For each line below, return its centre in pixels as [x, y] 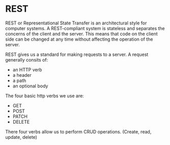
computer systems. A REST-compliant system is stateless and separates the [85, 28]
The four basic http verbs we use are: [45, 96]
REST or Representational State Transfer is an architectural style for [76, 23]
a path [19, 80]
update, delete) [21, 137]
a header [22, 75]
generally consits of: [27, 60]
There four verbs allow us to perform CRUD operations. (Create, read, [78, 132]
